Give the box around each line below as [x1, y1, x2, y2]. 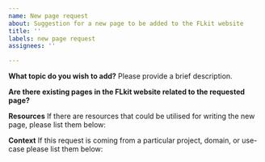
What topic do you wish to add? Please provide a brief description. [8, 71, 233, 81]
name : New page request [8, 11, 89, 20]
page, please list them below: [8, 120, 107, 130]
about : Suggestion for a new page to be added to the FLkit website [8, 19, 244, 28]
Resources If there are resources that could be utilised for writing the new [8, 111, 255, 122]
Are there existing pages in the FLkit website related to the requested [8, 87, 245, 97]
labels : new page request [8, 34, 95, 43]
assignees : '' [8, 42, 57, 50]
